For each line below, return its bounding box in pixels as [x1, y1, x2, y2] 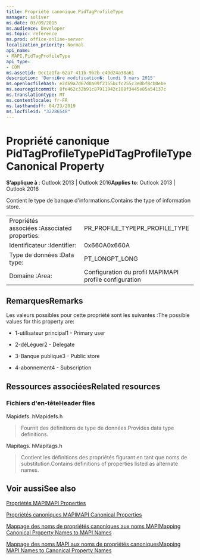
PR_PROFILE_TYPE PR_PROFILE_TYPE [84, 224, 189, 232]
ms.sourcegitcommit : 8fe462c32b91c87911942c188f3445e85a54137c [6, 86, 167, 92]
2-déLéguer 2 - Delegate [14, 341, 75, 349]
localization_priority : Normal [6, 42, 84, 48]
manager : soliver [6, 14, 49, 20]
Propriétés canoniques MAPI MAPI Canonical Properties [6, 511, 142, 518]
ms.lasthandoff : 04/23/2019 [6, 102, 76, 109]
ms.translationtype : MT [6, 92, 65, 98]
